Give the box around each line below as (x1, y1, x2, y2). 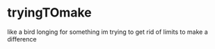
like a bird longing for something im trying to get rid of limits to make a (7, 28, 209, 36)
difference (7, 35, 37, 43)
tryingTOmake (7, 5, 92, 21)
